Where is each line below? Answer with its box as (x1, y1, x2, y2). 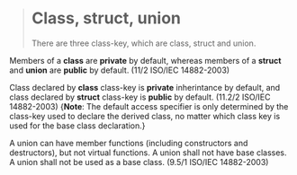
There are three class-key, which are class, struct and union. (31, 38, 256, 48)
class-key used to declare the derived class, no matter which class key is (9, 110, 281, 121)
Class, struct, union (31, 8, 182, 29)
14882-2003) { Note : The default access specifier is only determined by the (9, 101, 289, 111)
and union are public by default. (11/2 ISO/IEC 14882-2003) (9, 65, 230, 75)
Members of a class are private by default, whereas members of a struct (9, 55, 282, 66)
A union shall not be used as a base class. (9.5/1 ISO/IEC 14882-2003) (9, 156, 269, 167)
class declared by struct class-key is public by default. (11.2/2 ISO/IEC (9, 92, 271, 102)
